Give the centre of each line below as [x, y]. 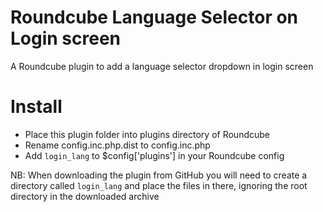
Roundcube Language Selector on [154, 17]
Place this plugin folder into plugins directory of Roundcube [147, 134]
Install [36, 107]
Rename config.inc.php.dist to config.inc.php [117, 145]
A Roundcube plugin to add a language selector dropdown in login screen [162, 66]
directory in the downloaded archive [85, 196]
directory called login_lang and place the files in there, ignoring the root [159, 185]
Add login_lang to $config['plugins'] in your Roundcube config [154, 155]
